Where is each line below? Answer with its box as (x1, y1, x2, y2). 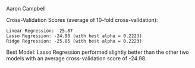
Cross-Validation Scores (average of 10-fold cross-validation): (6, 17, 158, 23)
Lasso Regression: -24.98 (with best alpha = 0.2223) (6, 33, 143, 39)
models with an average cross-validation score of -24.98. (6, 55, 147, 61)
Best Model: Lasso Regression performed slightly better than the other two (6, 48, 189, 56)
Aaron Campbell (6, 5, 46, 12)
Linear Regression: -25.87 (6, 28, 73, 34)
